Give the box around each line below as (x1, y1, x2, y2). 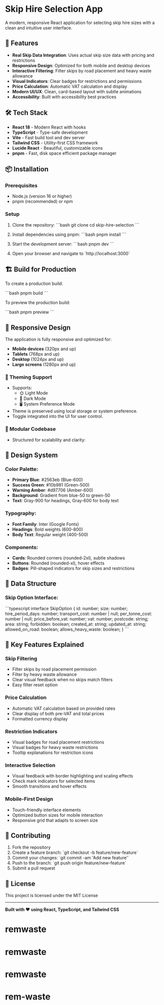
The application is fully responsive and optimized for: (5, 336, 112, 342)
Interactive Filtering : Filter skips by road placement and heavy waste (12, 68, 152, 74)
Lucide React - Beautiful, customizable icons (12, 145, 103, 151)
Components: (5, 543, 39, 550)
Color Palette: (5, 466, 39, 473)
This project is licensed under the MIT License (5, 893, 99, 899)
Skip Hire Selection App (5, 3, 103, 15)
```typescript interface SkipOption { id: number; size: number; (5, 605, 128, 611)
